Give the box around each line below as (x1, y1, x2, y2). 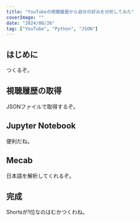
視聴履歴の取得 (6, 86, 62, 96)
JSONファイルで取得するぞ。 (6, 103, 79, 110)
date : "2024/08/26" (6, 20, 55, 26)
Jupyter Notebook (6, 121, 76, 131)
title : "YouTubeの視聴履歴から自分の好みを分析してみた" (6, 8, 135, 15)
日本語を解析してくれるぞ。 (6, 172, 75, 179)
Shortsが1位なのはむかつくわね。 (6, 208, 88, 216)
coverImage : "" (6, 14, 44, 20)
